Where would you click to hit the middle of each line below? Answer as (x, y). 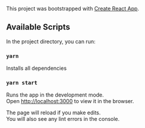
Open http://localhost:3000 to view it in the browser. (70, 101)
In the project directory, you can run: (51, 41)
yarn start (22, 83)
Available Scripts (38, 27)
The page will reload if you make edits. (53, 113)
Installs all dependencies (37, 68)
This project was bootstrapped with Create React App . (73, 9)
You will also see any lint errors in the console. (63, 119)
